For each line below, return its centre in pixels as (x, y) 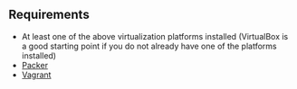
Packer (35, 65)
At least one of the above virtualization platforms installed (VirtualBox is (155, 36)
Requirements (49, 15)
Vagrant (36, 75)
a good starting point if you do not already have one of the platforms (149, 46)
